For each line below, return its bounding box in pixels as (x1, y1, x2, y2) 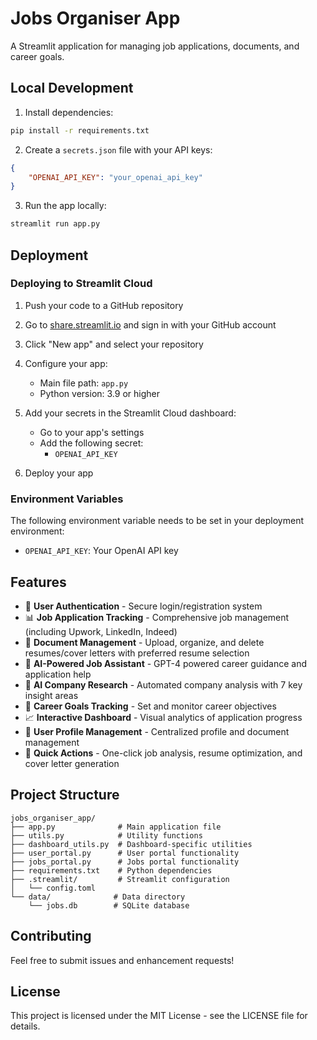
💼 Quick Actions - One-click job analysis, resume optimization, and (24, 747, 303, 759)
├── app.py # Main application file (10, 822, 222, 832)
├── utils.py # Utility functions (10, 830, 203, 841)
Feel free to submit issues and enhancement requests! (10, 954, 235, 966)
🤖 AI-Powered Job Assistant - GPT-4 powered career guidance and (24, 657, 308, 669)
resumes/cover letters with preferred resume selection (24, 647, 250, 659)
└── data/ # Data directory (10, 892, 186, 902)
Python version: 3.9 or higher (39, 387, 160, 399)
